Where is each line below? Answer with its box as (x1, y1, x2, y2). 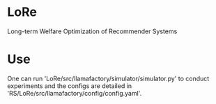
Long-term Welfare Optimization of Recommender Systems (7, 27, 178, 35)
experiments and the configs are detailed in (7, 81, 132, 90)
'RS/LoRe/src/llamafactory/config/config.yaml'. (7, 89, 142, 97)
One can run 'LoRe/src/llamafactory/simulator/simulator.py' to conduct (7, 74, 210, 83)
